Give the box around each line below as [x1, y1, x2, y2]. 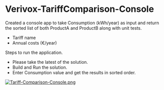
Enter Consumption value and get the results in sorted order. [12, 69, 136, 75]
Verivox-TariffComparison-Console [5, 3, 155, 15]
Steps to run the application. [5, 49, 63, 55]
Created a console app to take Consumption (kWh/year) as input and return [5, 20, 160, 26]
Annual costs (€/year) [12, 40, 57, 45]
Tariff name [12, 35, 36, 41]
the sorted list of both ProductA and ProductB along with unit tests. [5, 25, 142, 31]
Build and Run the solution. [12, 64, 67, 70]
